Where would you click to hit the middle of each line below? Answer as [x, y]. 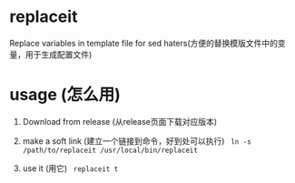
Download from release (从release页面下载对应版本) [120, 121]
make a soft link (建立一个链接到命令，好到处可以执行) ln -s [137, 141]
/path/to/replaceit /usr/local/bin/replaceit [110, 150]
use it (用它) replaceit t [70, 168]
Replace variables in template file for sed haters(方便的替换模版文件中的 [144, 43]
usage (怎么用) [65, 95]
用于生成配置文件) [59, 54]
